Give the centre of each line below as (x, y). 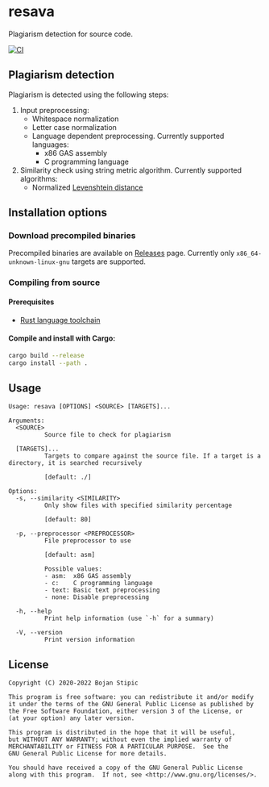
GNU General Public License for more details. (88, 754)
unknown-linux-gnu (39, 262)
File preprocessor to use (87, 541)
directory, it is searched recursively (75, 463)
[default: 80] (68, 520)
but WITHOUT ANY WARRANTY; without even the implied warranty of (120, 740)
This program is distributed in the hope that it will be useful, (122, 733)
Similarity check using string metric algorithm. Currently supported (131, 170)
